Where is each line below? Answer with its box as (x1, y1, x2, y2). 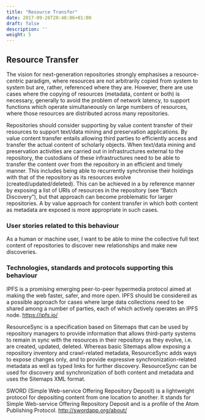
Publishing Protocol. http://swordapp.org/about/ (6, 407, 127, 414)
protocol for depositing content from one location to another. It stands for (6, 393, 191, 401)
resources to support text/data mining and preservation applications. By (6, 128, 188, 135)
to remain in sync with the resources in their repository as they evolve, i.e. (6, 336, 193, 343)
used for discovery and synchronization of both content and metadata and (6, 369, 194, 376)
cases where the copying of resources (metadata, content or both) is (6, 90, 181, 97)
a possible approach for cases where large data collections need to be (6, 298, 184, 306)
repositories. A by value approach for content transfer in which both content (6, 200, 198, 207)
